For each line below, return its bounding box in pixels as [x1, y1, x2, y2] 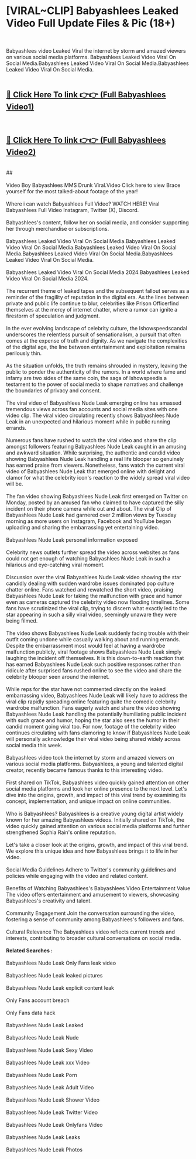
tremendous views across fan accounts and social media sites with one [6, 405, 178, 412]
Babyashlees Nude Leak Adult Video [6, 1083, 94, 1090]
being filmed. [6, 617, 38, 624]
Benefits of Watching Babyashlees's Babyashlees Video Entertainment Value [6, 884, 191, 891]
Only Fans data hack [6, 1009, 56, 1016]
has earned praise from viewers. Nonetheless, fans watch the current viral [6, 461, 185, 469]
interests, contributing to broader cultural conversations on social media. [6, 934, 181, 941]
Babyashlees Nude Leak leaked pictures [6, 972, 103, 979]
